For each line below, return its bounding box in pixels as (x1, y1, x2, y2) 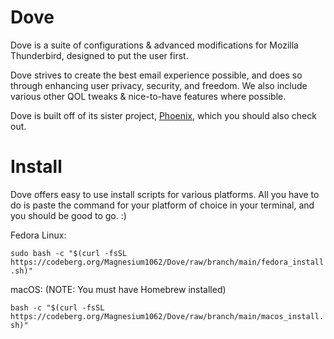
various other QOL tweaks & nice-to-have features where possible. (10, 90, 287, 102)
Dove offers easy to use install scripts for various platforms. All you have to (10, 188, 320, 200)
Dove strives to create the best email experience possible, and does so (10, 69, 303, 81)
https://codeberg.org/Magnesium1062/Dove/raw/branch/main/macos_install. (10, 311, 325, 321)
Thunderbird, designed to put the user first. (10, 49, 189, 61)
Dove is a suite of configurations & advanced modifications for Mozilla (10, 39, 299, 51)
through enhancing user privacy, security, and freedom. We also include (10, 79, 308, 91)
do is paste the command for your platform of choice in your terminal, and (10, 199, 315, 211)
